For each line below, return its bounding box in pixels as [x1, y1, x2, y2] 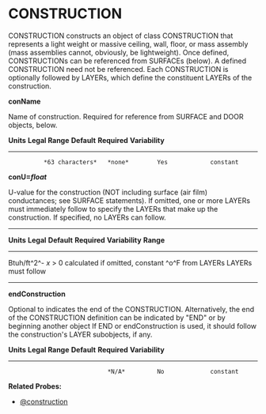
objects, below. [8, 120, 58, 130]
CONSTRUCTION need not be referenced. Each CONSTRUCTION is [8, 64, 229, 73]
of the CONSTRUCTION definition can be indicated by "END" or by [8, 313, 226, 322]
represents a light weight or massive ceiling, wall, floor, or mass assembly [8, 39, 249, 48]
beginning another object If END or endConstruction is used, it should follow [8, 321, 257, 330]
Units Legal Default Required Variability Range [8, 235, 165, 245]
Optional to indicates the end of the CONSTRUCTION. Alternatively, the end [8, 304, 255, 314]
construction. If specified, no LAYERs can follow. [8, 213, 166, 222]
